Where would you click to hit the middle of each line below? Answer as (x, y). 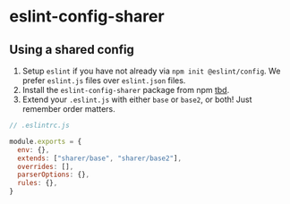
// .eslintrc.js (39, 125)
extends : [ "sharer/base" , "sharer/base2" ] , (99, 158)
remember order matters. (69, 109)
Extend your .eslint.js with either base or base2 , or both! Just (137, 99)
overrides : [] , (46, 166)
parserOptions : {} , (54, 175)
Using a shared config (72, 50)
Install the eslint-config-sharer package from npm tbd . (126, 90)
